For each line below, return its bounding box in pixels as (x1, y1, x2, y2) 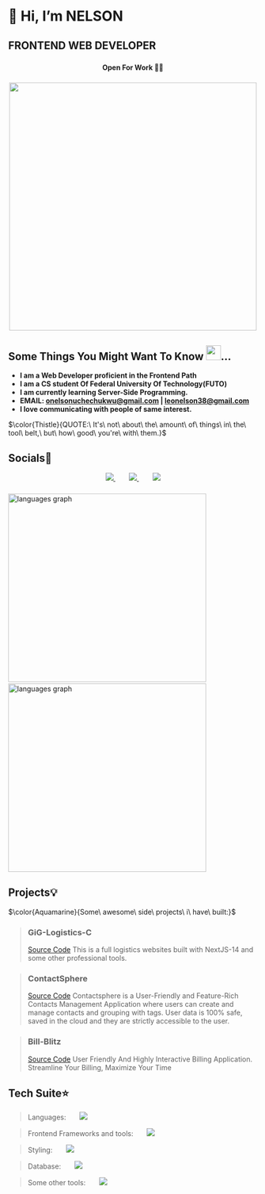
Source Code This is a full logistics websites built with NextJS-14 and (27, 945, 254, 954)
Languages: (27, 1112, 66, 1122)
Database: (27, 1161, 62, 1171)
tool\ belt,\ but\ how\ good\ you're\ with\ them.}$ (8, 428, 167, 438)
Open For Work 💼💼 (102, 63, 164, 72)
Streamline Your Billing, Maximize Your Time (27, 1062, 172, 1072)
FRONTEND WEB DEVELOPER (8, 39, 157, 52)
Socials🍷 (8, 451, 53, 465)
